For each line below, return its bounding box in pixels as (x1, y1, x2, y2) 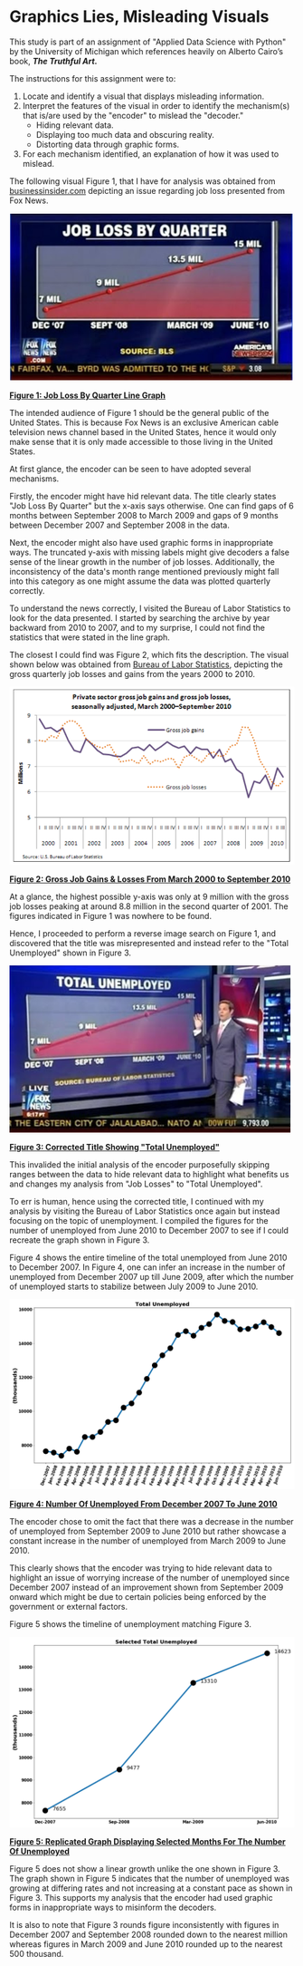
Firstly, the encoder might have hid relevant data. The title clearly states (9, 490, 277, 501)
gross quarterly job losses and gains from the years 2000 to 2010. (9, 668, 256, 679)
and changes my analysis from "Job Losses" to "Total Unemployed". (9, 1178, 263, 1189)
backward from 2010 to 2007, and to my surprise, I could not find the (9, 622, 265, 633)
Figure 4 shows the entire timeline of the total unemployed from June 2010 (9, 1253, 288, 1264)
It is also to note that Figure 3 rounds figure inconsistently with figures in (9, 1919, 279, 1930)
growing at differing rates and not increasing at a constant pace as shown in (9, 1883, 293, 1893)
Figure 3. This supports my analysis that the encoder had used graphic (9, 1892, 273, 1903)
